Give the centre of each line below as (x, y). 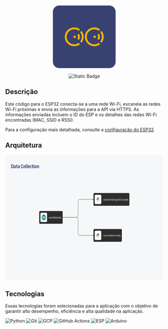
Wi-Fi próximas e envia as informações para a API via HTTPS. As (72, 109)
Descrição (22, 92)
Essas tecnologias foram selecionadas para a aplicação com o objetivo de (81, 306)
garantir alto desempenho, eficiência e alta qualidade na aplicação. (74, 311)
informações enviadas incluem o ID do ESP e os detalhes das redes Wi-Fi (81, 114)
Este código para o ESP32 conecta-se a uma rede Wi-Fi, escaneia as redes (83, 104)
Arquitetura (24, 145)
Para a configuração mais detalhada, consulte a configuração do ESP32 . (80, 129)
